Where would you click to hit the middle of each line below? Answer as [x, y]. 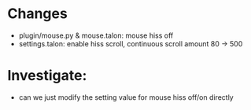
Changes [37, 14]
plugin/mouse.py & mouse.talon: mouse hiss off [96, 35]
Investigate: [47, 76]
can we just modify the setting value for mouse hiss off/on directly [126, 97]
